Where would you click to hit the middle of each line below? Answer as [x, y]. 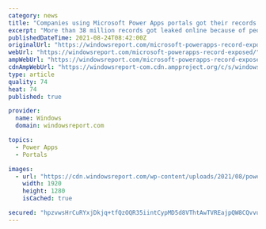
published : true [35, 97]
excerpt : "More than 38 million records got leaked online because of [127, 30]
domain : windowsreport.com [60, 126]
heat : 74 [23, 89]
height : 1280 [44, 191]
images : [21, 169]
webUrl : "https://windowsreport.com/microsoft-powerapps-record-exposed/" [134, 52]
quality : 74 [28, 82]
